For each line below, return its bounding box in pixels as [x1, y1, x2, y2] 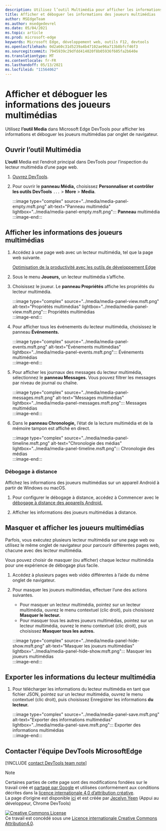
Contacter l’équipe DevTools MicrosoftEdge [5, 747, 142, 755]
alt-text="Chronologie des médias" [51, 440, 122, 446]
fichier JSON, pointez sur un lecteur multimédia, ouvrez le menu [12, 691, 143, 697]
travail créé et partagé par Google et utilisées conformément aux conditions [5, 784, 160, 791]
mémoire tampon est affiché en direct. [12, 425, 90, 431]
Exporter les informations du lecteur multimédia [5, 673, 156, 682]
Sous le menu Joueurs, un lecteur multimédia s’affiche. [12, 274, 125, 280]
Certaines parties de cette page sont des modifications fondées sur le [5, 779, 148, 785]
